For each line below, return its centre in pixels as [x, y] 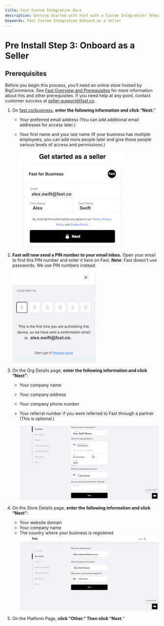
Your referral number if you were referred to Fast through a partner [87, 413]
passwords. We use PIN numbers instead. [54, 265]
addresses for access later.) [47, 125]
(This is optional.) [37, 419]
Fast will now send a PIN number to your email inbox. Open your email [84, 255]
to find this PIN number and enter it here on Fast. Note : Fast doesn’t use [84, 260]
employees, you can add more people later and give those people [85, 139]
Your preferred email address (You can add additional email [79, 120]
